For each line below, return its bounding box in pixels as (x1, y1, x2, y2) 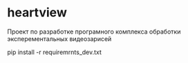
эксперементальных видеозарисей (7, 34, 112, 42)
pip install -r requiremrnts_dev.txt (7, 48, 102, 56)
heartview (7, 5, 67, 21)
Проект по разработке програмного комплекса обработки (7, 27, 181, 36)
